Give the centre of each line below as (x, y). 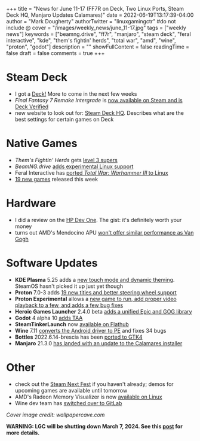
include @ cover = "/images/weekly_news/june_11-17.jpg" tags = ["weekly (96, 28)
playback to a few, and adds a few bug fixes (69, 305)
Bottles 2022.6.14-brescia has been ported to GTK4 (79, 337)
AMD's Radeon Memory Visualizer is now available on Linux (88, 397)
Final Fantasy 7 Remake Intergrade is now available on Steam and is (99, 100)
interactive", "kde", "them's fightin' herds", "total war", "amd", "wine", (91, 40)
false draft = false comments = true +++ (56, 53)
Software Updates (52, 263)
